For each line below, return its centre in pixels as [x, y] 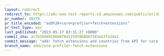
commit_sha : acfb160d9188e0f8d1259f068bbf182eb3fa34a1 [62, 37]
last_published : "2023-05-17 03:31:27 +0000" [52, 32]
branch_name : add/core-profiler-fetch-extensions [56, 46]
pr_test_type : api [23, 28]
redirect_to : [18, 14]
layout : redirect [22, 9]
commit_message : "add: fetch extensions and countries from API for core [82, 41]
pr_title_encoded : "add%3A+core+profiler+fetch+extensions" [67, 23]
